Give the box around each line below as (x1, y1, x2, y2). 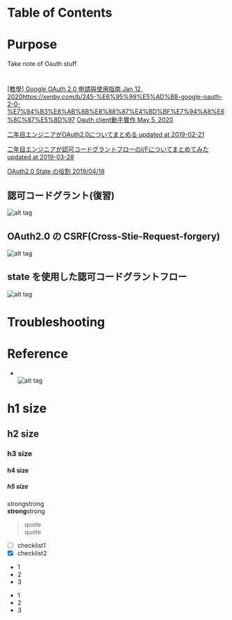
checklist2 (17, 549, 47, 557)
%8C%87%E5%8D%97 (7, 116, 76, 124)
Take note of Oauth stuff (7, 60, 77, 68)
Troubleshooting (7, 314, 106, 330)
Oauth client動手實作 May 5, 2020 (76, 116, 174, 124)
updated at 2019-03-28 (7, 153, 74, 161)
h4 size (7, 466, 29, 474)
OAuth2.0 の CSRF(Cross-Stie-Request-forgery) (7, 231, 221, 242)
